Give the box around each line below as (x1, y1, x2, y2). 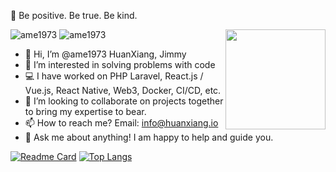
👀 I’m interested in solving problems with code (24, 59, 216, 70)
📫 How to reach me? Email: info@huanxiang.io (24, 117, 219, 129)
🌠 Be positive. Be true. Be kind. (10, 10, 138, 21)
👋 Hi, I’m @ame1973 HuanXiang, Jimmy (24, 48, 187, 60)
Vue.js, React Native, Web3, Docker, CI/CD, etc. (24, 85, 222, 96)
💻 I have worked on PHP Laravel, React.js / (24, 70, 204, 82)
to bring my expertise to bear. (24, 106, 147, 117)
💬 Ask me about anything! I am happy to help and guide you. (24, 131, 274, 143)
